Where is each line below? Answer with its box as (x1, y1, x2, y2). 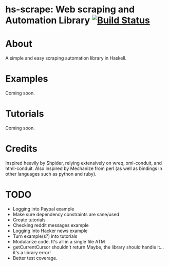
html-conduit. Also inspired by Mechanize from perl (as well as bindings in (5, 165, 163, 172)
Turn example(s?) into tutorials (12, 233, 78, 239)
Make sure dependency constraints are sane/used (12, 211, 120, 217)
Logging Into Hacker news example (12, 227, 88, 234)
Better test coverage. (12, 255, 58, 261)
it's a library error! (12, 249, 51, 255)
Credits (5, 143, 37, 155)
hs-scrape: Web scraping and (5, 4, 135, 15)
